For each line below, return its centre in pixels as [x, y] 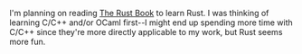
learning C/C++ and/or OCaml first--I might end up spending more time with [151, 22]
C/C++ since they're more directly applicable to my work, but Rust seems [146, 32]
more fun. [28, 41]
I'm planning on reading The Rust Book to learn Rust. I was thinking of [139, 13]
